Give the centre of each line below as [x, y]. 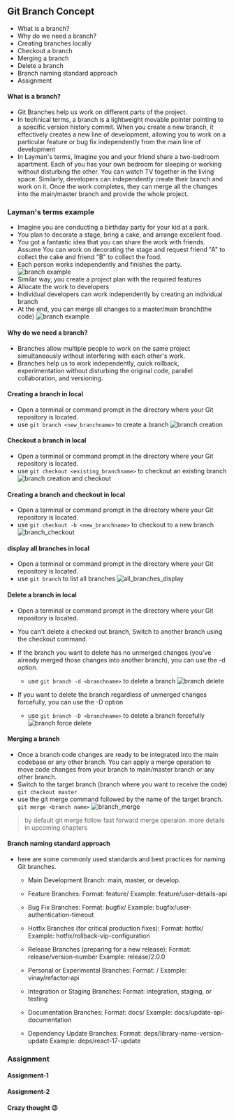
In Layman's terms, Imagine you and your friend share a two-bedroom [118, 157]
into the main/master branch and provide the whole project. [103, 194]
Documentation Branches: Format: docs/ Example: [100, 1012]
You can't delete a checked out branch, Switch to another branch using [120, 631]
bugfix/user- [174, 907]
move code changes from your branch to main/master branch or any [116, 769]
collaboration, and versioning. [60, 378]
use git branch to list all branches [66, 579]
